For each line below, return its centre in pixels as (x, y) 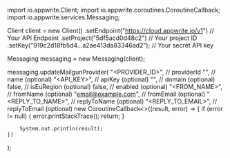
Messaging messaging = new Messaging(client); (76, 59)
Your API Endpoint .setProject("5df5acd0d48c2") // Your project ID (102, 38)
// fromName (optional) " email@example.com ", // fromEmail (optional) (106, 94)
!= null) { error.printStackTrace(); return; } (66, 116)
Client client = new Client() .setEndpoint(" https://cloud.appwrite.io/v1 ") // (111, 31)
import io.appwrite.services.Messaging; (64, 17)
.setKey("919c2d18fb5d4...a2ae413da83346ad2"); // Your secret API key (111, 45)
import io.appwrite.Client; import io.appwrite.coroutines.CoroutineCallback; (114, 10)
